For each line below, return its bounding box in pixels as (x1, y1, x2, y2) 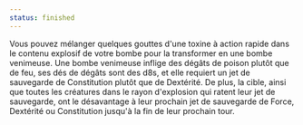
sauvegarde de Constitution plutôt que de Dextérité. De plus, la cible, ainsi (9, 76, 287, 87)
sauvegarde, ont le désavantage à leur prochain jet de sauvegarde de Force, (9, 96, 295, 107)
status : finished (9, 13, 75, 23)
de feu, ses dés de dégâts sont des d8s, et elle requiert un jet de (9, 67, 251, 78)
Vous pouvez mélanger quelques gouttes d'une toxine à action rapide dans (9, 38, 290, 49)
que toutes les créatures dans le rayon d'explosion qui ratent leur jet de (9, 86, 276, 97)
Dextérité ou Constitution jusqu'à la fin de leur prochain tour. (9, 105, 235, 116)
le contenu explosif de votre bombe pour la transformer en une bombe (9, 47, 273, 59)
